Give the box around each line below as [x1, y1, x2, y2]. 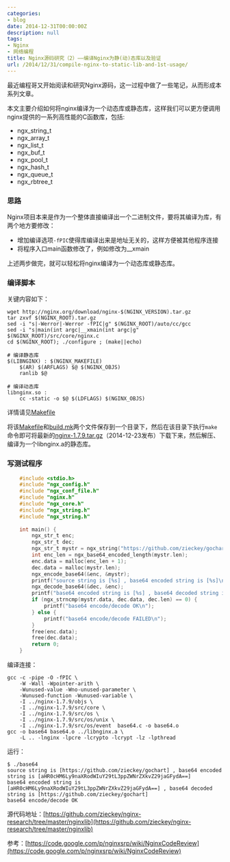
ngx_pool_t [16, 155, 48, 163]
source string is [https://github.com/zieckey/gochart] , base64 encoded [7, 767, 222, 774]
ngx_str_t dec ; [31, 538, 75, 546]
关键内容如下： [7, 295, 49, 303]
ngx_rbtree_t [16, 177, 53, 185]
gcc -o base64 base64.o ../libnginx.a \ [7, 729, 125, 736]
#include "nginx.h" [19, 494, 75, 501]
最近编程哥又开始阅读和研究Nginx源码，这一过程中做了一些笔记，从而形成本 [7, 80, 222, 89]
